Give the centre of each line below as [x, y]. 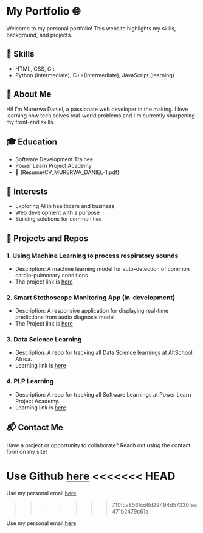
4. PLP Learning [30, 381]
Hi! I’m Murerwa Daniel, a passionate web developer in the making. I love [97, 109]
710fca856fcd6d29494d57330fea [155, 505]
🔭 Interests [27, 191]
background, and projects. [40, 35]
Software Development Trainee [54, 159]
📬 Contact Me [35, 427]
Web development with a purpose [57, 213]
